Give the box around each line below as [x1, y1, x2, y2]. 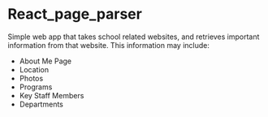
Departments [19, 99, 64, 109]
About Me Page [19, 56, 72, 66]
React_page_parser [7, 5, 143, 24]
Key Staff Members [19, 90, 84, 100]
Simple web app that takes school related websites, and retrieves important [7, 32, 260, 41]
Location [19, 64, 50, 74]
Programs [19, 82, 53, 92]
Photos [19, 73, 44, 83]
